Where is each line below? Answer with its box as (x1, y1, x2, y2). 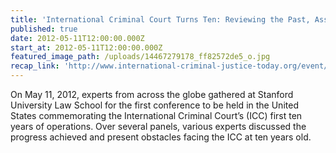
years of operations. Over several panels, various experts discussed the (10, 121, 307, 132)
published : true (10, 24, 78, 34)
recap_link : (10, 61, 60, 71)
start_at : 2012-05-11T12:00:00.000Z (10, 42, 163, 53)
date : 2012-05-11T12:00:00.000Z (10, 33, 145, 43)
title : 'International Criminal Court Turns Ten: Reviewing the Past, (10, 14, 311, 25)
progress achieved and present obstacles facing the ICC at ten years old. (10, 131, 312, 143)
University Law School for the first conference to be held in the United (10, 99, 299, 111)
